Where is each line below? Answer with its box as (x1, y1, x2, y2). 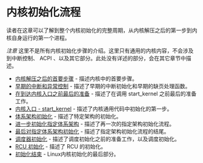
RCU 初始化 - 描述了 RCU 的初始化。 (15, 142, 107, 150)
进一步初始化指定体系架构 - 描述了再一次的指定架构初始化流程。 (15, 120, 175, 127)
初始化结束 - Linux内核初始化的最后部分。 (15, 150, 119, 158)
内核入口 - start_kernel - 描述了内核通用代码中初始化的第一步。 (15, 105, 173, 112)
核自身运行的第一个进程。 (6, 34, 70, 41)
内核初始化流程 (6, 5, 81, 19)
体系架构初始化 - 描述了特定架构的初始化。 (15, 112, 122, 120)
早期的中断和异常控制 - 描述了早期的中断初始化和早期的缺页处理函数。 (15, 82, 191, 89)
